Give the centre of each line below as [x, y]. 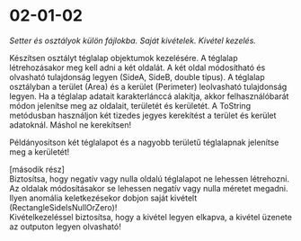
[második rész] [37, 169]
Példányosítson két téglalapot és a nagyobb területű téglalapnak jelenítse [144, 142]
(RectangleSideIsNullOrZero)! [63, 207]
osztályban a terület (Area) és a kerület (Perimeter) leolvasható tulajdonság [148, 86]
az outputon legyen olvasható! [65, 227]
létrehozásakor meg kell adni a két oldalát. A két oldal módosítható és [137, 67]
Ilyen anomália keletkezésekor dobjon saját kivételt [103, 198]
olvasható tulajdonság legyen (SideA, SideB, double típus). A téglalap [137, 76]
